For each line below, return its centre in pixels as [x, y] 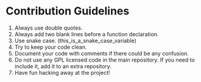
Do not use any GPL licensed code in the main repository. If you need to [105, 60]
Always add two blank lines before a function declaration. [86, 34]
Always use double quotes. [48, 28]
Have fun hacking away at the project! [62, 72]
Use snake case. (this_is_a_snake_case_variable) [75, 40]
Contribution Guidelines [68, 11]
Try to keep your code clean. [51, 47]
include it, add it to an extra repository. [63, 66]
